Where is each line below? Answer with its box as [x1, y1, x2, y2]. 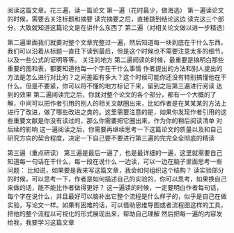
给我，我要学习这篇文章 [7, 218, 75, 226]
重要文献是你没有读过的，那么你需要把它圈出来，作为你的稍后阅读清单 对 [13, 117, 223, 124]
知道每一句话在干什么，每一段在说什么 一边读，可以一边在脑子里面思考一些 [7, 157, 223, 166]
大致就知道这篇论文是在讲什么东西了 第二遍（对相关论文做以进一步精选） [19, 24, 228, 31]
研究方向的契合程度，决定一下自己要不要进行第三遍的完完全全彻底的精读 [7, 134, 214, 142]
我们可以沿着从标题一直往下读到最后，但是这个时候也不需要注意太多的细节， [7, 47, 227, 55]
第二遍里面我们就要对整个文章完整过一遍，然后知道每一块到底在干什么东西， [7, 38, 227, 47]
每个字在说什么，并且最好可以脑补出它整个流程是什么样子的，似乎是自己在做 [7, 192, 227, 200]
